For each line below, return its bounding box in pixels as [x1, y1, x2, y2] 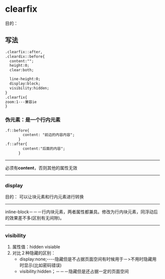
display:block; [9, 81, 41, 86]
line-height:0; [9, 77, 41, 82]
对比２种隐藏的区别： [12, 250, 55, 256]
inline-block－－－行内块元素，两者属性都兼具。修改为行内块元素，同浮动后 [5, 209, 158, 215]
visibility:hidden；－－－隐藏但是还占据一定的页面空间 [19, 269, 129, 275]
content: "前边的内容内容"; [23, 133, 75, 138]
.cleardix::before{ [5, 54, 45, 59]
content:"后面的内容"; [23, 146, 65, 151]
